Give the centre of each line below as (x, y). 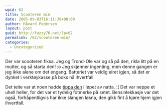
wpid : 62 (14, 10)
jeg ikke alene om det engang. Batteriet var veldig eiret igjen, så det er (78, 72)
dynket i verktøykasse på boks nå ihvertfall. (50, 77)
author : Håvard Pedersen (31, 24)
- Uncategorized (27, 47)
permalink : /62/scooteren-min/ (38, 38)
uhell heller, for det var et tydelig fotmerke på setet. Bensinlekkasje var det (82, 92)
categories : (18, 42)
